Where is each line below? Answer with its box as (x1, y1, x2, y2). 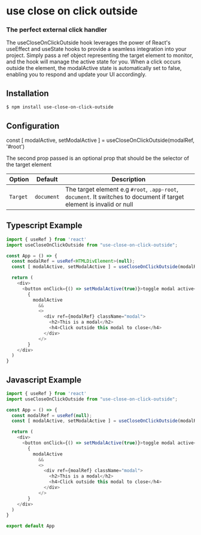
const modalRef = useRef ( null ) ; (11, 412, 93, 418)
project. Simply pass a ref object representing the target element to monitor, (6, 52, 193, 59)
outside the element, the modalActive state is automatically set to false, (6, 65, 182, 72)
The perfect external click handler (6, 26, 108, 34)
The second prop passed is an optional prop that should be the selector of (6, 154, 190, 162)
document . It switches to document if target (65, 193, 184, 201)
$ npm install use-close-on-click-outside (6, 104, 114, 110)
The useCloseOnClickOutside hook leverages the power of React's (6, 39, 171, 46)
